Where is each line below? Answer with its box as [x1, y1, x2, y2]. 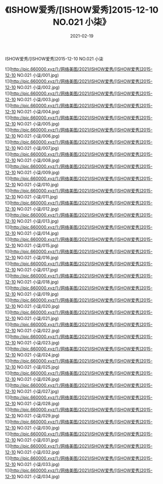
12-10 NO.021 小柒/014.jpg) [5, 230, 59, 236]
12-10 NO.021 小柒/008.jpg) [5, 157, 60, 163]
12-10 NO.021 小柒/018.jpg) [5, 279, 59, 285]
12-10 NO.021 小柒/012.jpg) [5, 206, 59, 212]
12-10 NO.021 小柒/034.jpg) [5, 473, 60, 479]
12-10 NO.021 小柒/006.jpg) [5, 133, 60, 139]
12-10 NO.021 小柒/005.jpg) [5, 121, 60, 126]
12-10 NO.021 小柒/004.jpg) [5, 108, 60, 114]
